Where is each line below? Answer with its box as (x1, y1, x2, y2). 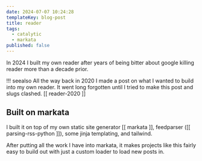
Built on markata (6, 107, 69, 118)
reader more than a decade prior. (6, 65, 89, 72)
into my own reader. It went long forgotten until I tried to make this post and (6, 83, 194, 90)
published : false (6, 43, 50, 49)
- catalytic (11, 31, 42, 37)
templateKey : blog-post (6, 14, 66, 21)
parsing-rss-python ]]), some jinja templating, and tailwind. (6, 130, 153, 137)
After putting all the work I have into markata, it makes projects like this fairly (6, 141, 197, 148)
